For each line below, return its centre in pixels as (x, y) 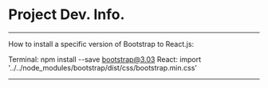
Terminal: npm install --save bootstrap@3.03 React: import (105, 59)
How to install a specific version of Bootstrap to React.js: (101, 44)
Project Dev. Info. (67, 15)
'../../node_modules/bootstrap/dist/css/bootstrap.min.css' (103, 67)
